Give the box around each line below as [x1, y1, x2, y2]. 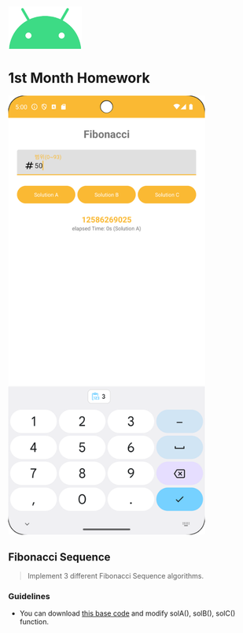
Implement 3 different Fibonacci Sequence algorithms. [27, 572, 204, 581]
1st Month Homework [8, 69, 151, 88]
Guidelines [8, 591, 50, 601]
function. [19, 617, 50, 627]
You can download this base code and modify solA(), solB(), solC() [19, 609, 236, 618]
